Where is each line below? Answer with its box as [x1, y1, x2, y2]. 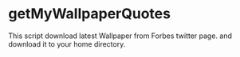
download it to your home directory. [8, 39, 126, 48]
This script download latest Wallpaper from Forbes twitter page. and [8, 31, 233, 40]
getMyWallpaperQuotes [8, 5, 171, 23]
